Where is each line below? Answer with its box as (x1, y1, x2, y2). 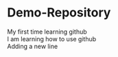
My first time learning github (7, 27, 87, 36)
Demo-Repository (7, 5, 111, 21)
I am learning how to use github (7, 34, 97, 43)
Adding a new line (7, 42, 58, 50)
